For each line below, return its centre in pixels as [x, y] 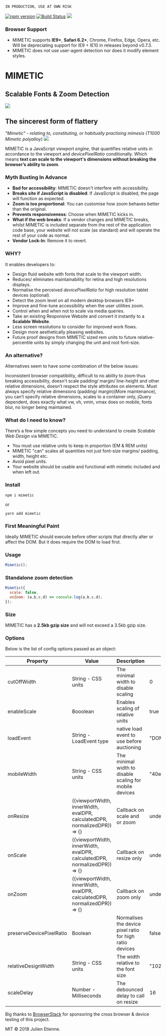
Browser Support [26, 29]
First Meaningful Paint [32, 526]
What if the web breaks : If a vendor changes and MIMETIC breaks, [81, 219]
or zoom [126, 822]
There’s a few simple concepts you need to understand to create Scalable [80, 431]
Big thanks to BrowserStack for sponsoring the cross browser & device [77, 1014]
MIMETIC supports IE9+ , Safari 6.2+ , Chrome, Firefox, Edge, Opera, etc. [86, 40]
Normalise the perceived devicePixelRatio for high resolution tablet [80, 290]
